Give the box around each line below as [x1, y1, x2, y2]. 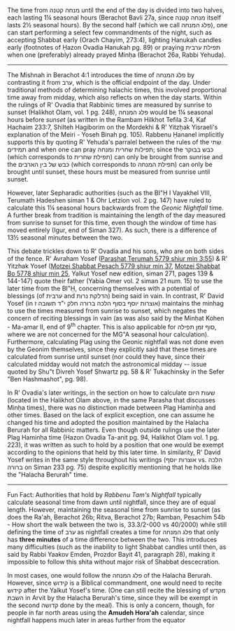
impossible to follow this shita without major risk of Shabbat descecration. [7, 557, 220, 566]
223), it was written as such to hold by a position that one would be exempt [7, 440, 224, 449]
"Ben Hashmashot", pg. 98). [7, 374, 88, 383]
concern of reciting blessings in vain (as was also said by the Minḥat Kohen [7, 314, 225, 322]
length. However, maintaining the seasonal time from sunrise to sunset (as [7, 505, 221, 514]
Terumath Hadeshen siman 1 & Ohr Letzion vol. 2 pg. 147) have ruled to [7, 196, 212, 204]
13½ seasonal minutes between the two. [7, 233, 123, 241]
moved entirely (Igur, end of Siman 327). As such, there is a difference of [7, 226, 218, 234]
